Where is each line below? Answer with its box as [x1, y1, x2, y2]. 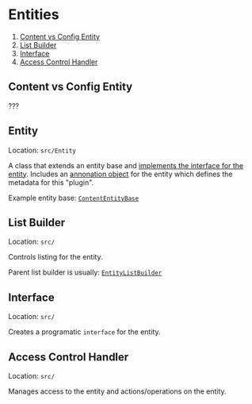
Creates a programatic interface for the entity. [8, 327, 161, 337]
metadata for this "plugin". [8, 177, 94, 187]
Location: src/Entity [8, 145, 77, 155]
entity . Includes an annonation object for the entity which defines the [8, 169, 233, 179]
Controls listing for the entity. [8, 252, 103, 262]
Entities [8, 6, 59, 24]
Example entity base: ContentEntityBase [8, 193, 139, 202]
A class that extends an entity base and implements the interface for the [8, 160, 244, 170]
